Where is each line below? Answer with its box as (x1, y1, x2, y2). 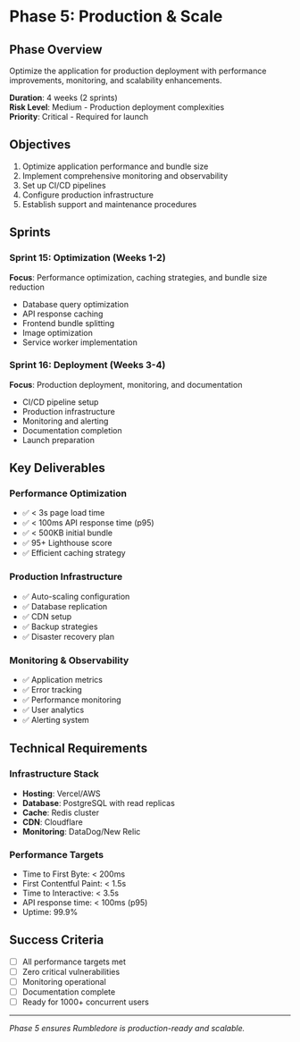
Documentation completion (21, 424, 122, 435)
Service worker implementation (21, 337, 138, 348)
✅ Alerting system (21, 715, 89, 726)
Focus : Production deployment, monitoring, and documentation (9, 379, 243, 390)
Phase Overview (9, 42, 103, 57)
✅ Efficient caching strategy (21, 548, 127, 559)
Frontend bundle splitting (21, 317, 115, 328)
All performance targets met (21, 956, 127, 967)
